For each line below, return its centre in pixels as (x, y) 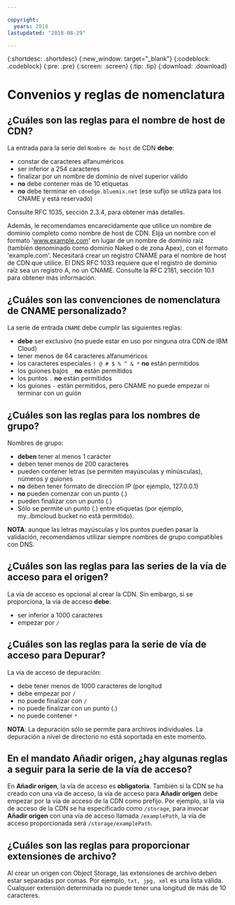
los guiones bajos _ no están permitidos (75, 371)
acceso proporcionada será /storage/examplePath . (80, 823)
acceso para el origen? (58, 577)
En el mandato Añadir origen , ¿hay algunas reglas (117, 758)
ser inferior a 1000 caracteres (60, 615)
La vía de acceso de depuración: (54, 672)
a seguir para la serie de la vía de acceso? (100, 770)
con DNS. (21, 544)
